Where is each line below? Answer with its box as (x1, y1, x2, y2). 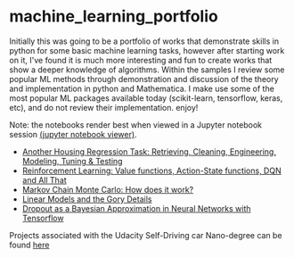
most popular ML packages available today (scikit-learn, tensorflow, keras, (9, 92, 283, 104)
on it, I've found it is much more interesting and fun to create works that (9, 54, 273, 65)
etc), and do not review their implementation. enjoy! (9, 102, 199, 112)
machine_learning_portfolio (9, 6, 218, 27)
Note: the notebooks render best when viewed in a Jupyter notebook (9, 119, 263, 130)
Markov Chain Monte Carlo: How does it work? (21, 184, 194, 195)
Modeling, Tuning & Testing (21, 155, 123, 166)
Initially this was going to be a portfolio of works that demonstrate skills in (9, 36, 279, 46)
